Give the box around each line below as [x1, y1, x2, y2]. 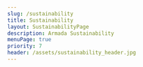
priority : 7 [7, 43, 42, 50]
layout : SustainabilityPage [7, 23, 90, 30]
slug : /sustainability [7, 10, 74, 17]
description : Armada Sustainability [7, 29, 114, 37]
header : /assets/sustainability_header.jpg [7, 50, 137, 57]
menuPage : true [7, 36, 52, 43]
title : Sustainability [7, 17, 74, 24]
